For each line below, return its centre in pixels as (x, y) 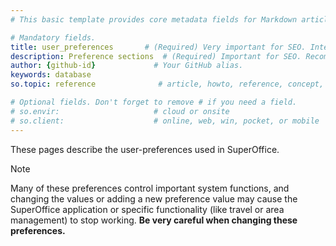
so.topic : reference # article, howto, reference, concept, (167, 84)
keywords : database (51, 75)
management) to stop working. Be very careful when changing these (154, 220)
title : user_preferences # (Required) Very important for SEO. (158, 47)
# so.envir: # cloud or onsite (120, 111)
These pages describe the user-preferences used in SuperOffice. (145, 149)
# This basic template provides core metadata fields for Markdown (154, 19)
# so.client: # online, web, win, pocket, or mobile (165, 121)
